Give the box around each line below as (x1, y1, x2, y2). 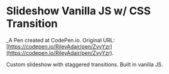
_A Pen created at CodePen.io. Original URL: (6, 36, 115, 44)
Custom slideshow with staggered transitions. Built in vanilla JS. (6, 61, 163, 68)
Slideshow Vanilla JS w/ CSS (6, 4, 151, 18)
